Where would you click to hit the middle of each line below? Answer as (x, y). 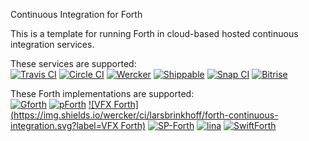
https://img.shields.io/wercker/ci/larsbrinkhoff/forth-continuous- (146, 115)
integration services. (52, 44)
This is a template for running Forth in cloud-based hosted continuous (154, 33)
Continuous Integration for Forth (76, 14)
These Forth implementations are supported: (102, 93)
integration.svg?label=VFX (64, 125)
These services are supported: (73, 63)
